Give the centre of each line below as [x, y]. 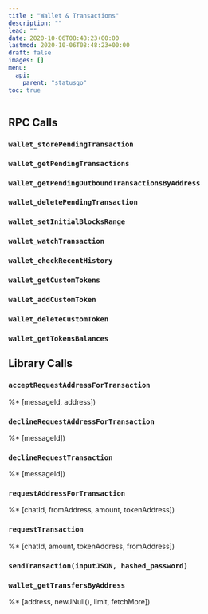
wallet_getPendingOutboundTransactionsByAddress [104, 183]
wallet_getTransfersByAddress [67, 585]
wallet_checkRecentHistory [61, 261]
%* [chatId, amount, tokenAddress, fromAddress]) [92, 546]
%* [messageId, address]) [52, 401]
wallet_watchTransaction [57, 241]
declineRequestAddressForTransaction [82, 421]
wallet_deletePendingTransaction [73, 202]
